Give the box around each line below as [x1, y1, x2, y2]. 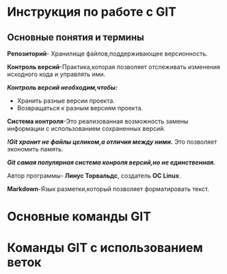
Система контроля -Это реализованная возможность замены [7, 117, 189, 125]
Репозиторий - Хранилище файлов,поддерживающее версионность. [7, 49, 209, 58]
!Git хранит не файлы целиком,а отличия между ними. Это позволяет [7, 138, 217, 146]
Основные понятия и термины [7, 32, 145, 43]
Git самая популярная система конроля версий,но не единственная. [7, 158, 216, 166]
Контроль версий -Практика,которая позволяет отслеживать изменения [7, 63, 221, 71]
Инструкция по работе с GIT [7, 4, 176, 20]
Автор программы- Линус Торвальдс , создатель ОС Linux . [7, 172, 181, 179]
